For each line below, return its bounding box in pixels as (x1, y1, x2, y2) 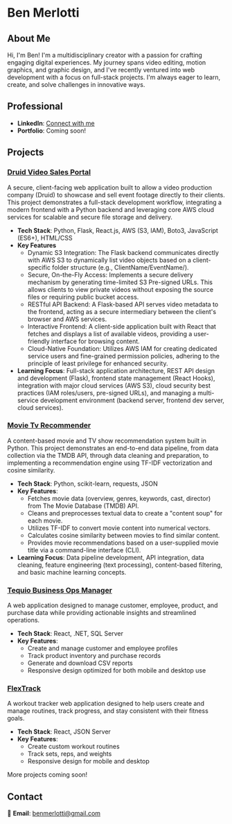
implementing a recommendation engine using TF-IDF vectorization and (7, 459, 213, 467)
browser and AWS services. (27, 315, 107, 323)
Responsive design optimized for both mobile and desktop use (27, 666, 206, 675)
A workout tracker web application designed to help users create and (7, 700, 204, 708)
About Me (7, 33, 51, 44)
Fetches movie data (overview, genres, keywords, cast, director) (27, 494, 211, 502)
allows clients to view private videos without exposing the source (27, 285, 213, 293)
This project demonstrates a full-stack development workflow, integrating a (7, 198, 222, 206)
